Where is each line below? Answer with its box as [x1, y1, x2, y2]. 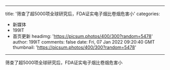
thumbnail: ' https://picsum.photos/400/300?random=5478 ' [12, 44, 137, 50]
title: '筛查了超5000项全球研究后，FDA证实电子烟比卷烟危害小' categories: [5, 11, 160, 17]
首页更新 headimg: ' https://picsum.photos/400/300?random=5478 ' [12, 33, 153, 39]
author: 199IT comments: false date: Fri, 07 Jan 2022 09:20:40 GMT [12, 39, 155, 45]
